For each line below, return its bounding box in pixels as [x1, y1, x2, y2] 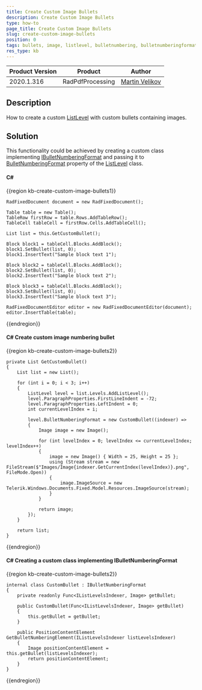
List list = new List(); [17, 369, 79, 375]
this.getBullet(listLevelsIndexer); [6, 650, 98, 656]
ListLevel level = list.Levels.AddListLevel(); [28, 390, 149, 396]
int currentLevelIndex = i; [28, 406, 98, 412]
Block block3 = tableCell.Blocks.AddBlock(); [6, 283, 122, 289]
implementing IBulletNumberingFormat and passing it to [6, 154, 144, 161]
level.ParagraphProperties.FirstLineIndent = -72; [28, 396, 158, 402]
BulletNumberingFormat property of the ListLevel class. [6, 160, 144, 167]
